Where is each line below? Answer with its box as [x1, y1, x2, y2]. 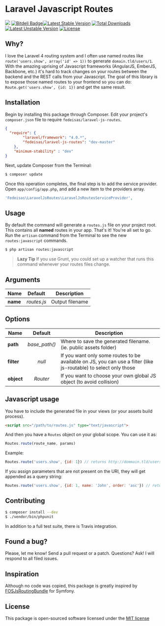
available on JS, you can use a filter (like [60, 358, 154, 365]
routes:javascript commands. [5, 238, 68, 244]
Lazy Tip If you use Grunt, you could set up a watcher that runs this [17, 256, 154, 262]
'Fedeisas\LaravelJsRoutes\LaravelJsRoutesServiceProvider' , [5, 195, 133, 200]
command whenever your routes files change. [17, 261, 110, 267]
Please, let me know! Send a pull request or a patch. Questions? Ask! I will [5, 550, 155, 556]
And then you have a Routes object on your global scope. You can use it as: [5, 432, 157, 437]
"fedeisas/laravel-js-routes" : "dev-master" [23, 140, 115, 145]
